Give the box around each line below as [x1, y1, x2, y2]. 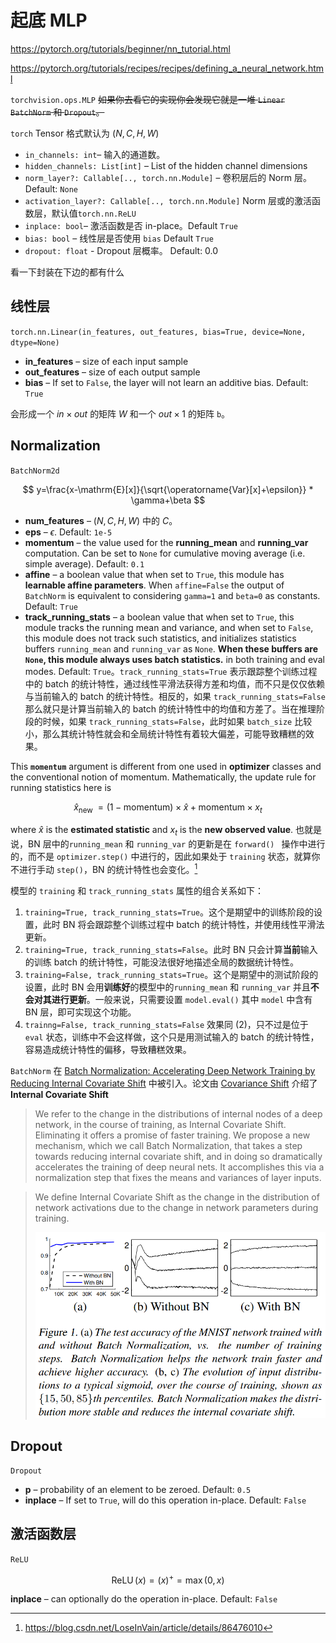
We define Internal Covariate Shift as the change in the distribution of [34, 1191, 320, 1203]
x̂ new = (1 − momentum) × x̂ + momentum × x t [73, 801, 263, 815]
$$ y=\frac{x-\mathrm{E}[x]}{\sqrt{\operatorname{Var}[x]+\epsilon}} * [22, 483, 314, 495]
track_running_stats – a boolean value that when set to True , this [24, 611, 295, 623]
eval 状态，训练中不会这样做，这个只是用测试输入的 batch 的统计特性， [24, 1031, 320, 1043]
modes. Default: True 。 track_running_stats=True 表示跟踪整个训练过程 [24, 665, 318, 677]
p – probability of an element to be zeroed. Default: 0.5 [24, 1484, 252, 1495]
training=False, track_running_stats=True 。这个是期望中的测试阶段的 [24, 968, 319, 980]
